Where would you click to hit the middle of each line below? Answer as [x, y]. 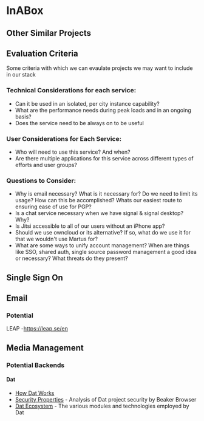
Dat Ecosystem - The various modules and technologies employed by [102, 406]
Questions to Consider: [41, 180]
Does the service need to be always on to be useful [79, 123]
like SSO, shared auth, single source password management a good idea [106, 252]
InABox [25, 11]
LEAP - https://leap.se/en [37, 329]
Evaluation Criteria [42, 53]
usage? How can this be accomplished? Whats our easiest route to [98, 200]
